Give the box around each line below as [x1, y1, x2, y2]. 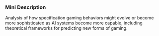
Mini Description [5, 4, 46, 11]
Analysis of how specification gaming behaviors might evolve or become [5, 15, 154, 21]
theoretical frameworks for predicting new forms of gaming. [5, 25, 128, 31]
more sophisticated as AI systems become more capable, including [5, 20, 143, 26]
